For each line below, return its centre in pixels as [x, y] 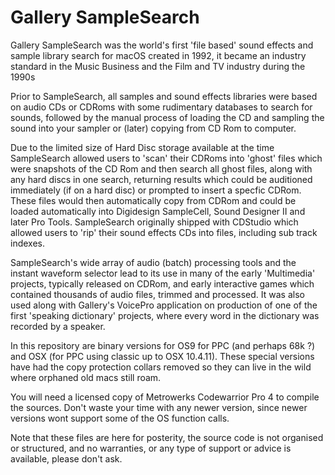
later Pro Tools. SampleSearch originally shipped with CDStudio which [154, 222]
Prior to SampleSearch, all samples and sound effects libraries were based [164, 96]
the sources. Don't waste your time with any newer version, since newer [159, 407]
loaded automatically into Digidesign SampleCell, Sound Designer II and [158, 211]
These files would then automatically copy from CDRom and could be [153, 200]
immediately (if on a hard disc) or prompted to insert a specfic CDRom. [156, 190]
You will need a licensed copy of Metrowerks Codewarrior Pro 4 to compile [165, 397]
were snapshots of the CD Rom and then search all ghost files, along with [161, 168]
